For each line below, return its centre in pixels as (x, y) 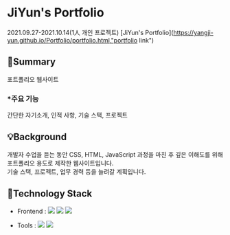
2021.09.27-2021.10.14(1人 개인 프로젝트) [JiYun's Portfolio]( (90, 32)
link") (147, 40)
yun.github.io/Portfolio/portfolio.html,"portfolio (72, 40)
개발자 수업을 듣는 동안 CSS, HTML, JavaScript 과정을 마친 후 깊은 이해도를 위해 (115, 154)
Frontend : (32, 211)
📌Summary (32, 62)
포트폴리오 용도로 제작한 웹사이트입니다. (60, 163)
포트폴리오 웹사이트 (33, 79)
